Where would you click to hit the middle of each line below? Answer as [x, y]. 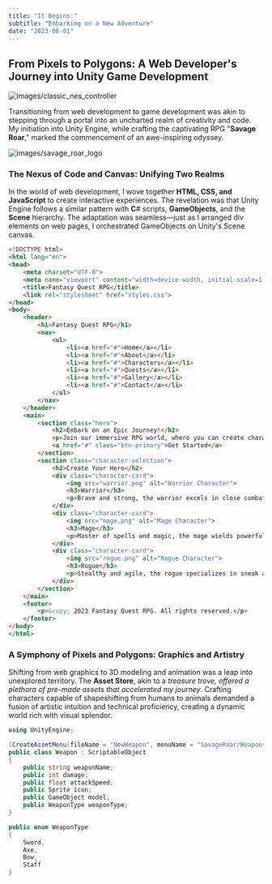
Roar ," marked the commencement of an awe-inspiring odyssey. [116, 138]
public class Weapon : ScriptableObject [78, 753]
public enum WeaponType [49, 827]
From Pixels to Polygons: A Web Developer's [123, 64]
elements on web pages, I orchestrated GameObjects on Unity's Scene [127, 226]
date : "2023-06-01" [41, 31]
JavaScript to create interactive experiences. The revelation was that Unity [134, 200]
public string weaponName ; [68, 767]
